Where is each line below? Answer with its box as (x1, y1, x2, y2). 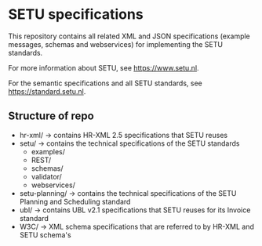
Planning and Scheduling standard (19, 197, 131, 206)
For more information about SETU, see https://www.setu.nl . (8, 63, 199, 72)
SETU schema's (19, 230, 72, 240)
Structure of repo (8, 110, 94, 123)
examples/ (31, 147, 65, 156)
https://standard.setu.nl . (8, 86, 86, 96)
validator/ (31, 172, 63, 181)
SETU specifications (8, 5, 144, 24)
